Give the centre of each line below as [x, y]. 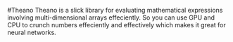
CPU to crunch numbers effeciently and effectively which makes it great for [117, 25]
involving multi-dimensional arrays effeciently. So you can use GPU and [111, 17]
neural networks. [32, 32]
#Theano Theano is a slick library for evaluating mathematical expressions [115, 10]
